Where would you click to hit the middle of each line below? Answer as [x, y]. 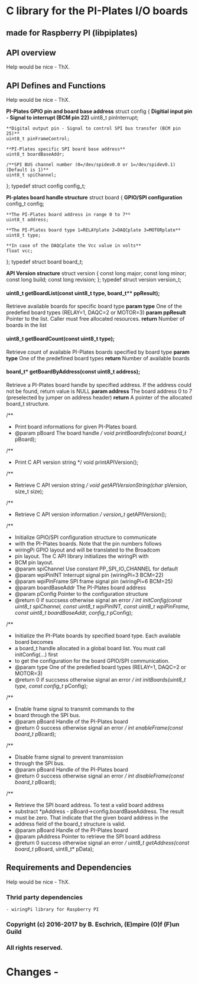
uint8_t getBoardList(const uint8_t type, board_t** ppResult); [83, 293]
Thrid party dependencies [44, 897]
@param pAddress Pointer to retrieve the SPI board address [87, 836]
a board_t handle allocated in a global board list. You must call [90, 648]
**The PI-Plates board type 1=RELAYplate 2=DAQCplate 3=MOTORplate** [94, 230]
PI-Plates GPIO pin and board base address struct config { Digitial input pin [99, 111]
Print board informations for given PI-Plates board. [76, 427]
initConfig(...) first [36, 654]
